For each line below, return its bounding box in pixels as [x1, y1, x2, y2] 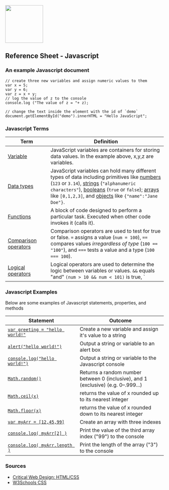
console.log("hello [8, 356, 54, 361]
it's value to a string [79, 332, 126, 339]
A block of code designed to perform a [50, 207, 142, 214]
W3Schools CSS [12, 479, 47, 485]
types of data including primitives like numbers [50, 173, 161, 180]
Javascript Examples [5, 288, 58, 296]
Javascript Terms [5, 125, 49, 132]
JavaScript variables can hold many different [50, 167, 156, 174]
